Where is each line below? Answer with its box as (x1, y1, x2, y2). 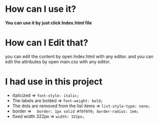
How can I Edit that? (5, 37, 88, 48)
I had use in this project (5, 76, 103, 87)
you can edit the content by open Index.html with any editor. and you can (5, 53, 154, 59)
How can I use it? (5, 3, 77, 15)
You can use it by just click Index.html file (5, 20, 92, 26)
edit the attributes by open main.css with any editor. (5, 58, 111, 65)
